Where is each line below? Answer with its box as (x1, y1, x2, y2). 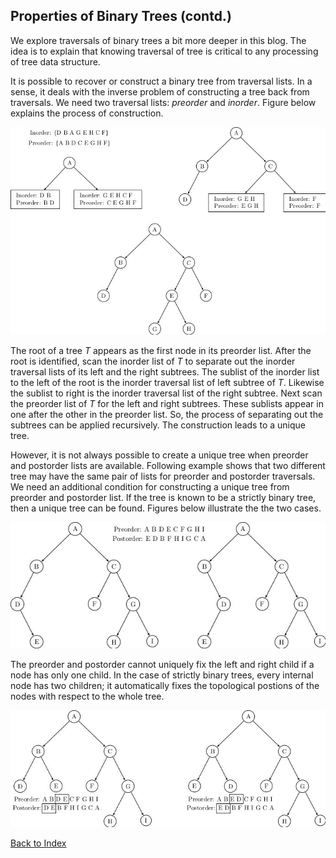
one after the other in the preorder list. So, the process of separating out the (10, 409, 324, 421)
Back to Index (10, 837, 67, 849)
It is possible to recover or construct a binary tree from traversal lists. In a (10, 75, 313, 87)
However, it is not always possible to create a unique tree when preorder (10, 449, 309, 461)
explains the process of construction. (10, 107, 164, 119)
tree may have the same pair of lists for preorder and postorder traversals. (10, 470, 316, 483)
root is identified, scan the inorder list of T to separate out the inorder (10, 355, 296, 368)
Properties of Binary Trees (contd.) (10, 8, 232, 25)
